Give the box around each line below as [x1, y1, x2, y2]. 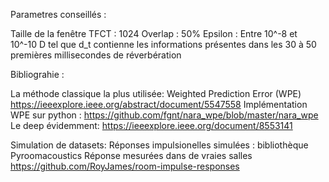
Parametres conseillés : [10, 9, 107, 20]
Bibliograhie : [10, 69, 65, 80]
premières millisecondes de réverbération [10, 49, 182, 61]
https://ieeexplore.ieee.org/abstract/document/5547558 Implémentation [10, 99, 308, 110]
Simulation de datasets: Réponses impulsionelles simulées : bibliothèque [10, 139, 309, 151]
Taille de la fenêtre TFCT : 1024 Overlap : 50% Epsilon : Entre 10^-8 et [10, 28, 298, 39]
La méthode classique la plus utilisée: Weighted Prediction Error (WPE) [10, 88, 302, 99]
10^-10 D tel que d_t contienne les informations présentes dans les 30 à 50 [10, 39, 317, 50]
